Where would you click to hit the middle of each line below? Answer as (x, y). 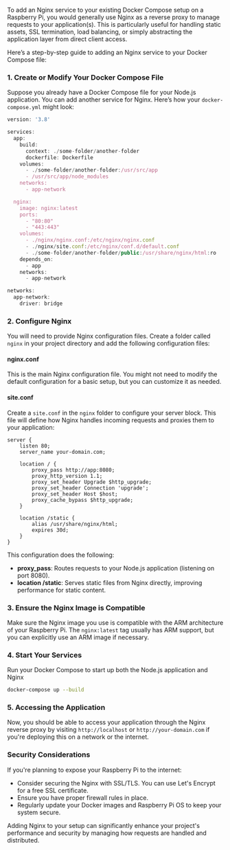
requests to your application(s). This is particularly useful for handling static (114, 24)
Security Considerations (49, 755)
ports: (29, 215)
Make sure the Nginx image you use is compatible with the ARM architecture (115, 622)
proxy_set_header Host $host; (75, 494)
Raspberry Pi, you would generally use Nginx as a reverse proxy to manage (114, 17)
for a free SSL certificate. (53, 790)
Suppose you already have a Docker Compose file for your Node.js (102, 93)
